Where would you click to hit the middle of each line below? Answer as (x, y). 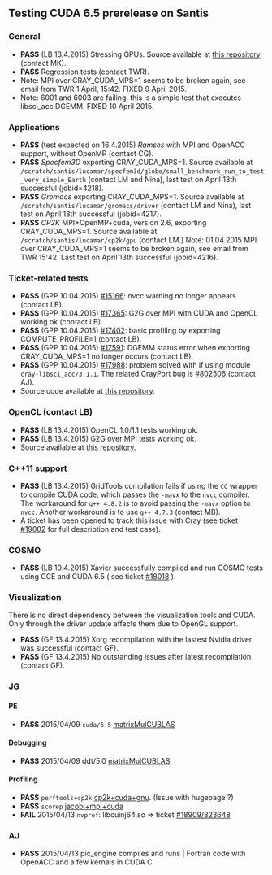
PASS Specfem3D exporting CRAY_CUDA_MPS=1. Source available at (136, 162)
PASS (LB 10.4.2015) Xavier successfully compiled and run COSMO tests (142, 568)
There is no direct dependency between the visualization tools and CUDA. (132, 615)
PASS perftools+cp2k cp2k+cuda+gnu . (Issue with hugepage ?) (127, 797)
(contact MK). (43, 63)
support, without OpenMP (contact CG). (87, 153)
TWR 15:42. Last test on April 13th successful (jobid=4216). (119, 257)
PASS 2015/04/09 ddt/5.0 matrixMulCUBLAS (95, 760)
